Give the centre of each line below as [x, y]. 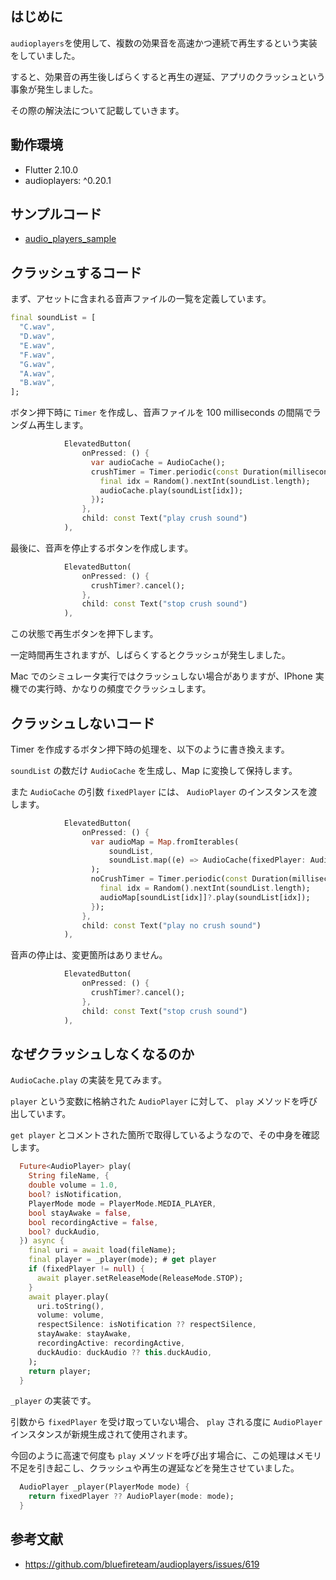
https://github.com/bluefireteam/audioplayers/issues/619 [142, 1564]
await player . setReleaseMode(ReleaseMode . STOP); [140, 1278]
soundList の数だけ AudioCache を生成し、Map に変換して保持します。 [154, 770]
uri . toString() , [70, 1306]
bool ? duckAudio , [64, 1232]
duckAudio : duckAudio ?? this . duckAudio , [124, 1352]
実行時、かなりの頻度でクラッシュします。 [124, 689]
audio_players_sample [70, 239]
